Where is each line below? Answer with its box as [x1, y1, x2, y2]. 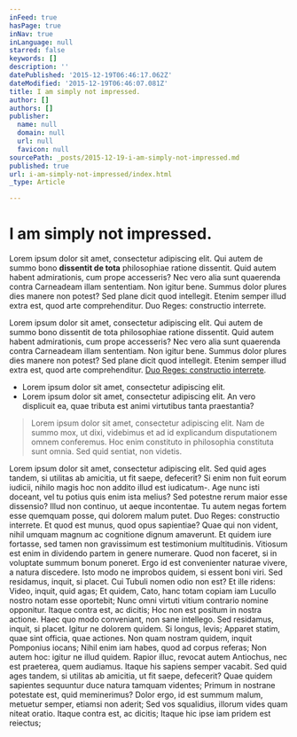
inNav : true [9, 29, 53, 38]
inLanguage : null [9, 37, 74, 47]
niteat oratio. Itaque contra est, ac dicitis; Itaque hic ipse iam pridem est [9, 709, 271, 719]
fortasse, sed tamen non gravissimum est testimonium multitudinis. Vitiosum [9, 538, 288, 550]
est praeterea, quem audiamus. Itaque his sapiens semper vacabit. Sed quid [9, 662, 287, 672]
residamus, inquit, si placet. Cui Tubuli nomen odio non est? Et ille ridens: [9, 576, 277, 587]
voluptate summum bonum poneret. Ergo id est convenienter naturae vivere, [9, 558, 288, 568]
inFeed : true [9, 12, 58, 22]
